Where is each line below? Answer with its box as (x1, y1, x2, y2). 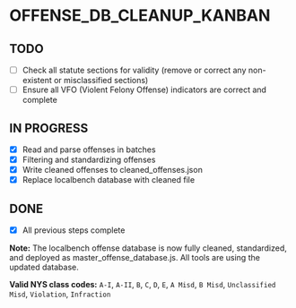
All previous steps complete (22, 225, 126, 235)
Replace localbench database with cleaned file (22, 175, 196, 185)
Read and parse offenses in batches (22, 144, 156, 155)
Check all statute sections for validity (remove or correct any (22, 64, 247, 75)
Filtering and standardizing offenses (22, 154, 156, 165)
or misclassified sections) (53, 75, 149, 86)
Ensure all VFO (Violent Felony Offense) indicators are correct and (22, 84, 267, 95)
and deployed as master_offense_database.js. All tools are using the (9, 252, 260, 263)
